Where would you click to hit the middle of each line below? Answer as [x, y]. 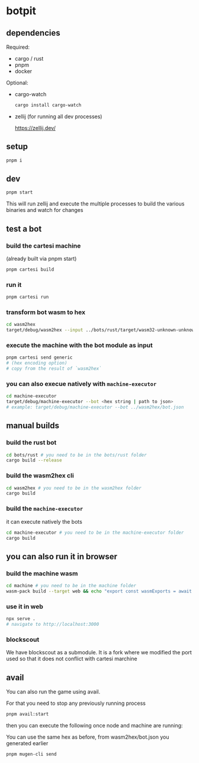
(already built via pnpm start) [41, 258]
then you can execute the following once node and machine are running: [94, 725]
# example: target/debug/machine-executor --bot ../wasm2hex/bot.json [95, 407]
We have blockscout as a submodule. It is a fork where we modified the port [99, 653]
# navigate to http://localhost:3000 [53, 625]
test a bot [24, 229]
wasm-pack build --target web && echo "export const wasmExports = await [99, 591]
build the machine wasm [42, 573]
